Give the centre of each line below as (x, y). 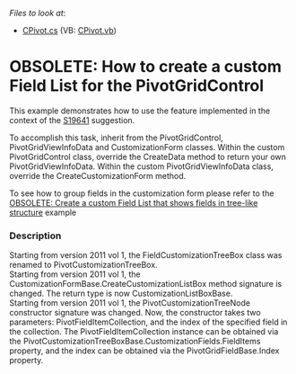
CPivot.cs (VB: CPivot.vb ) (69, 30)
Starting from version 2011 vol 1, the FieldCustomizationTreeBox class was (146, 255)
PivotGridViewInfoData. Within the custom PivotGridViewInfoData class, (141, 166)
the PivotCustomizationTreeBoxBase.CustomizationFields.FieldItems (135, 342)
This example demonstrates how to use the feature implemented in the (140, 111)
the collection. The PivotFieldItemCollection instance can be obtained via (144, 332)
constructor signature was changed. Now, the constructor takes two (135, 313)
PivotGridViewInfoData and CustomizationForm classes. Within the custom (147, 147)
